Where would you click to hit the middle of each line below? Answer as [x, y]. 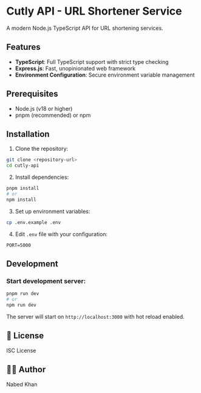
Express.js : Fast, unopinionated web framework [75, 68]
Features [23, 47]
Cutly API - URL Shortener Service [94, 11]
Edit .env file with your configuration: [61, 234]
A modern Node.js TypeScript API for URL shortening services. [85, 28]
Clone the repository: [42, 149]
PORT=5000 [19, 245]
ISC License [21, 350]
